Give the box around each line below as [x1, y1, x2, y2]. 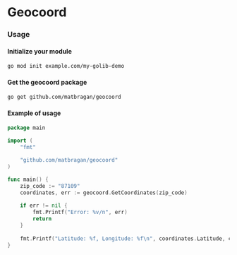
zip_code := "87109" [20, 182, 80, 189]
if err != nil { [20, 202, 68, 209]
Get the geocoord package [7, 78, 87, 86]
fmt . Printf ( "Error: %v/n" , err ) [32, 209, 128, 216]
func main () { [7, 176, 49, 183]
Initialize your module [7, 47, 73, 55]
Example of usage [7, 109, 61, 117]
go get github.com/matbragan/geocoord [7, 93, 121, 101]
